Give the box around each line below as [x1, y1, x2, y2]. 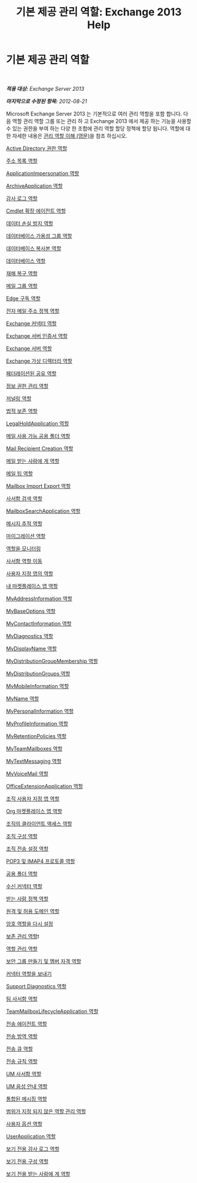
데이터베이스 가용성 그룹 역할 [6, 232, 72, 239]
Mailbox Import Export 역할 [6, 482, 71, 489]
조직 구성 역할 [6, 832, 38, 839]
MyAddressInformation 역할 [6, 595, 72, 602]
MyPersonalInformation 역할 [6, 707, 74, 715]
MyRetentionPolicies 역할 [6, 732, 66, 739]
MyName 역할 [6, 695, 39, 702]
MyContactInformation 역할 [6, 620, 72, 627]
